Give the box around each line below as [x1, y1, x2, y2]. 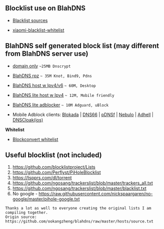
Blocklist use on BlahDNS [5, 4, 86, 13]
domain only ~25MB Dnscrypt [12, 63, 71, 69]
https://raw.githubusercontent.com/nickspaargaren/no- [38, 191, 153, 197]
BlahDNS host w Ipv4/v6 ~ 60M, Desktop [12, 82, 96, 88]
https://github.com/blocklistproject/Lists [12, 164, 96, 170]
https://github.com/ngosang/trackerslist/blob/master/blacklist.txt [12, 185, 147, 191]
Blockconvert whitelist [12, 136, 59, 142]
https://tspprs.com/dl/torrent [12, 175, 72, 181]
